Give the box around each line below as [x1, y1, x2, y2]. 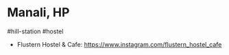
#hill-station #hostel [7, 27, 64, 35]
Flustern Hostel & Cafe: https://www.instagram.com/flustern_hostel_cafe [16, 40, 222, 48]
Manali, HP [7, 5, 70, 20]
